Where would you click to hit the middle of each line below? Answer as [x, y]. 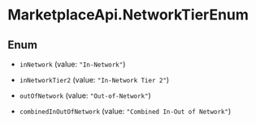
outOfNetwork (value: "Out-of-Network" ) [85, 95]
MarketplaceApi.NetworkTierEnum [128, 15]
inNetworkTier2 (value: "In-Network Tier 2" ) [94, 80]
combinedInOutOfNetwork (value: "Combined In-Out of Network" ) [125, 111]
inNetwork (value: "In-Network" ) [72, 64]
